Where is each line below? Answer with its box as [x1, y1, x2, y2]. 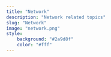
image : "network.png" [6, 25, 61, 31]
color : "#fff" [17, 42, 52, 48]
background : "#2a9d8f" [17, 36, 74, 42]
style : [6, 31, 23, 37]
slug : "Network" [6, 20, 47, 26]
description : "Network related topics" [6, 14, 106, 20]
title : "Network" [6, 8, 50, 15]
